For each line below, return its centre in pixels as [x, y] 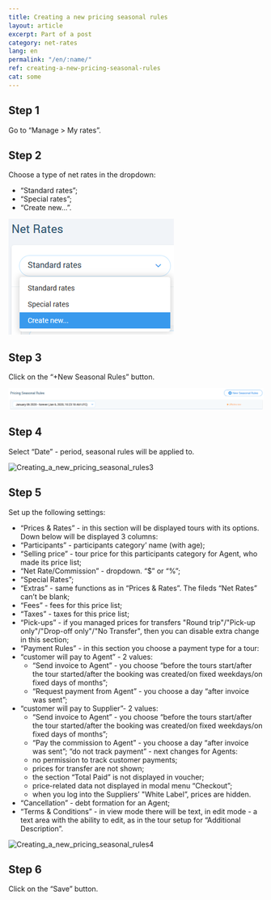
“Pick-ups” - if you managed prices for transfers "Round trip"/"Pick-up [138, 622]
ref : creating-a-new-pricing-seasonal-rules [85, 69]
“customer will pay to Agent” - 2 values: [87, 657]
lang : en [23, 51]
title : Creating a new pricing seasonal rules [88, 17]
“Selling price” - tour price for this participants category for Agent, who [139, 553]
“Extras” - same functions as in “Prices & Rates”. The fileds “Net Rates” [138, 588]
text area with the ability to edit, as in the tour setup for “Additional [130, 820]
